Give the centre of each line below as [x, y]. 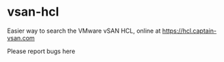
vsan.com [21, 37]
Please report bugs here [41, 51]
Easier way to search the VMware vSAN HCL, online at [84, 31]
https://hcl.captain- [189, 31]
